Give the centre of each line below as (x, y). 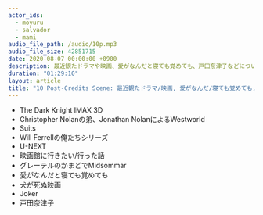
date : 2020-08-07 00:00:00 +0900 (63, 59)
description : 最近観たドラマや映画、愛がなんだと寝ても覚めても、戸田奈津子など (124, 66)
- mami (26, 37)
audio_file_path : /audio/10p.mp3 (63, 45)
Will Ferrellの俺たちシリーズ (64, 138)
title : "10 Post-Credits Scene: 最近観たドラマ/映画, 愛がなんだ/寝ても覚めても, (132, 88)
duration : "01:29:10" (43, 73)
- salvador (33, 30)
